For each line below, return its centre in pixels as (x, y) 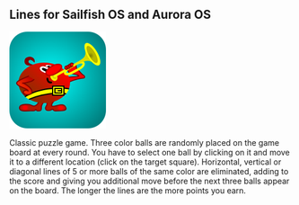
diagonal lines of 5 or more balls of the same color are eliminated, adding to (149, 171)
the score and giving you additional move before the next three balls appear (149, 181)
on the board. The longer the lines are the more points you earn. (128, 190)
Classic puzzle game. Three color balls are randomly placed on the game (145, 142)
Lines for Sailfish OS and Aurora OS (110, 15)
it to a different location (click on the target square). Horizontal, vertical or (145, 162)
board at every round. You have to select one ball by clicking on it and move (149, 152)
